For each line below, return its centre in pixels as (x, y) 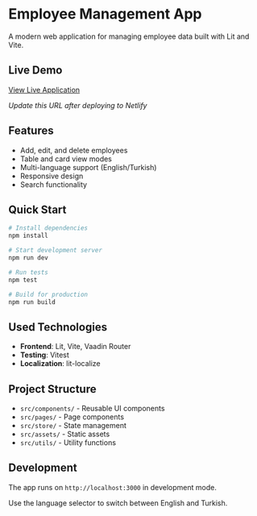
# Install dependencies (48, 228)
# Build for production (48, 294)
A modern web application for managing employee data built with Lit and (129, 36)
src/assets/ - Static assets (65, 434)
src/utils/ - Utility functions (68, 443)
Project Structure (52, 389)
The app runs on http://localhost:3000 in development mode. (113, 487)
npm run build (32, 302)
